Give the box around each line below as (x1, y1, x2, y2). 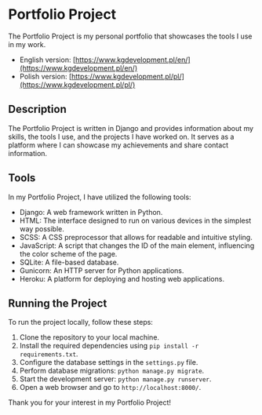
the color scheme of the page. (19, 249, 118, 258)
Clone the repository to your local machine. (19, 333, 159, 342)
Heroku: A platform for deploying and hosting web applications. (19, 274, 225, 283)
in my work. (8, 39, 46, 49)
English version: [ (19, 55, 76, 64)
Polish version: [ (19, 71, 72, 81)
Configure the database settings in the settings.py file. (19, 358, 198, 367)
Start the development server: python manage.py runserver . (19, 374, 212, 384)
